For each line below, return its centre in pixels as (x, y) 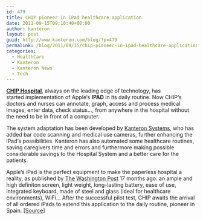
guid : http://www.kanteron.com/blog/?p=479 (62, 40)
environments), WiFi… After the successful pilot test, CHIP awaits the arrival (101, 198)
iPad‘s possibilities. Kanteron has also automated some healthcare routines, (100, 141)
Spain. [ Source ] (26, 211)
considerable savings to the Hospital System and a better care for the (93, 154)
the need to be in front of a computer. (53, 117)
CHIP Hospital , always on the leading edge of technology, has (84, 91)
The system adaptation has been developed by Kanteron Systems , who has (100, 128)
